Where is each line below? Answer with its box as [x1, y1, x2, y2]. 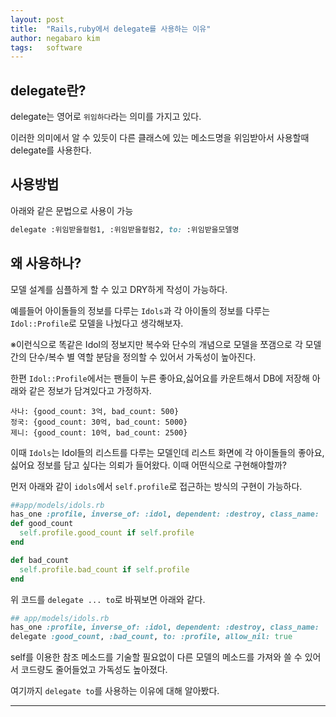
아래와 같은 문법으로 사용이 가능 [10, 204, 134, 216]
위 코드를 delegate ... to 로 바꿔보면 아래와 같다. [10, 593, 206, 605]
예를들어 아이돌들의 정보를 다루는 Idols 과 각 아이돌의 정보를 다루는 [10, 304, 271, 316]
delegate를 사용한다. [10, 144, 92, 156]
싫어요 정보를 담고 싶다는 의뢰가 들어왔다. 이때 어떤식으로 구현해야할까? [10, 459, 287, 471]
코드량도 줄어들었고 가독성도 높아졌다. [20, 664, 168, 676]
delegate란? [10, 82, 87, 99]
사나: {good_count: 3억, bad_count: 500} [10, 406, 180, 416]
